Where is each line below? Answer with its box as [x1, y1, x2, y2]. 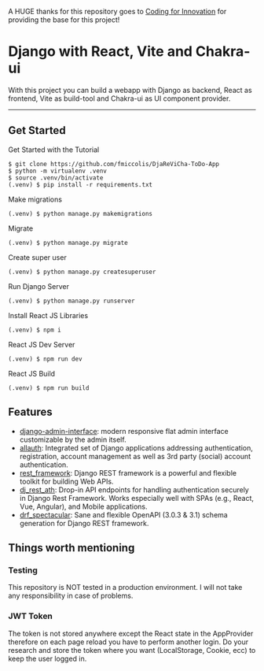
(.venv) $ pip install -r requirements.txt [8, 180, 153, 188]
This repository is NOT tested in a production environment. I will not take [8, 583, 243, 592]
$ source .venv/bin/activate [8, 173, 104, 182]
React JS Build [8, 369, 56, 378]
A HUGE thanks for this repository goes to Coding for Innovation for [8, 7, 227, 16]
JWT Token [8, 610, 53, 621]
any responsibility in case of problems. [8, 591, 134, 601]
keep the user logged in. [8, 654, 87, 663]
